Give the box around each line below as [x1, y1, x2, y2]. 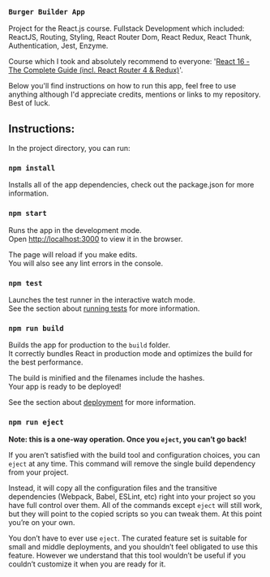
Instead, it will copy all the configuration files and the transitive [8, 483, 217, 493]
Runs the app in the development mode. [8, 225, 142, 235]
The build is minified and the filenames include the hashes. [8, 373, 205, 383]
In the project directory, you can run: [8, 144, 131, 153]
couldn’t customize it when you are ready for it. [8, 559, 166, 569]
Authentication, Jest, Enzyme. [8, 41, 109, 51]
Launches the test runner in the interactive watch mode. [8, 295, 196, 304]
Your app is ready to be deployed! [8, 381, 122, 392]
